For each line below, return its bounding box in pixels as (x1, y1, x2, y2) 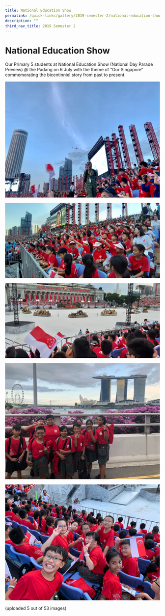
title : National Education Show (5, 8, 71, 13)
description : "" (5, 18, 38, 23)
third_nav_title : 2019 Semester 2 (5, 24, 76, 28)
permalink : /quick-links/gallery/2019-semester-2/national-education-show (5, 13, 162, 18)
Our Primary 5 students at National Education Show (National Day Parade (5, 61, 153, 67)
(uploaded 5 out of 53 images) (5, 605, 67, 611)
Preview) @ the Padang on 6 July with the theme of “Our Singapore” (5, 67, 143, 73)
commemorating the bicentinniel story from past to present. (5, 72, 126, 78)
